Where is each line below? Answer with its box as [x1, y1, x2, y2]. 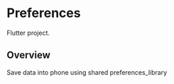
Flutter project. [6, 28, 50, 37]
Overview [6, 49, 51, 61]
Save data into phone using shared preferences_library [6, 68, 168, 76]
